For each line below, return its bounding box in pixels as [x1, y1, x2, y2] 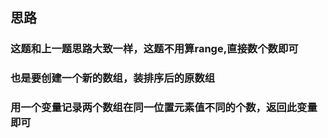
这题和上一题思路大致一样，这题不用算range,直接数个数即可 [10, 42, 299, 56]
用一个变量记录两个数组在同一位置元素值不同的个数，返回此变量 [10, 101, 318, 115]
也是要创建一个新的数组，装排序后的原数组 [10, 71, 216, 85]
